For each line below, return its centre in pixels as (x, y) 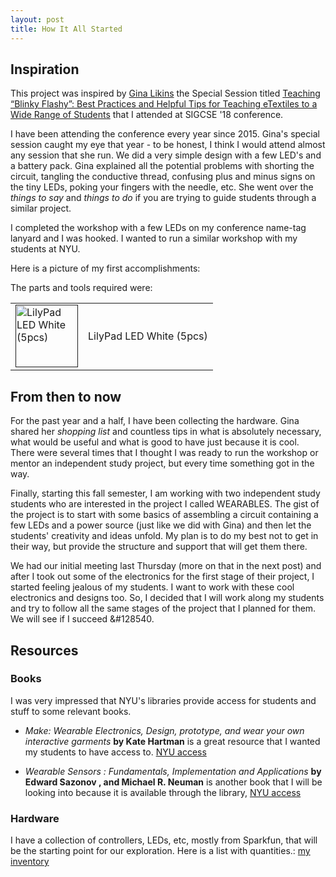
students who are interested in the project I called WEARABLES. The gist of (165, 504)
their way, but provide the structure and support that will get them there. (159, 547)
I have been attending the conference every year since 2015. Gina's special (165, 134)
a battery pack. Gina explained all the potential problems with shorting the (162, 166)
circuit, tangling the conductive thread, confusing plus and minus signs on (163, 177)
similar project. (41, 208)
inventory (30, 862)
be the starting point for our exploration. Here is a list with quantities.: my (160, 851)
